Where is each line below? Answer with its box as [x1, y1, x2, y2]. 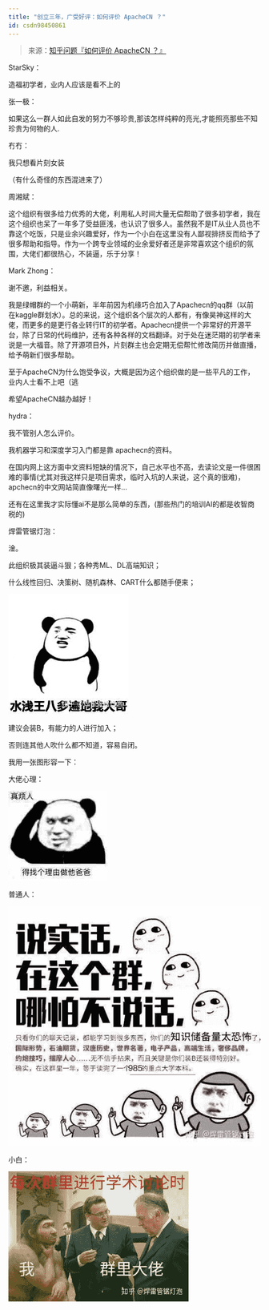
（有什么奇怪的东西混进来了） [8, 175, 106, 184]
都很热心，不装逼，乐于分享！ [42, 248, 142, 258]
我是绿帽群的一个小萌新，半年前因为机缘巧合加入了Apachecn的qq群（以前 [8, 300, 255, 309]
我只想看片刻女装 [8, 157, 65, 167]
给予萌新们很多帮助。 [8, 349, 78, 360]
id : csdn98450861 [8, 21, 66, 30]
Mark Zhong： [8, 265, 56, 276]
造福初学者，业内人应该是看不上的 [8, 79, 121, 89]
